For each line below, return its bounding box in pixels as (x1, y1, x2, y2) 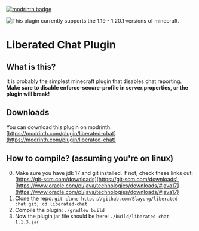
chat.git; (14, 201, 40, 207)
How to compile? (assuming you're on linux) (6, 153, 173, 164)
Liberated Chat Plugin (6, 38, 117, 52)
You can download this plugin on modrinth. (6, 123, 112, 131)
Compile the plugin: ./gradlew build (14, 206, 105, 213)
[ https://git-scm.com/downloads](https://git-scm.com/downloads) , (14, 175, 180, 183)
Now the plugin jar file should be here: (14, 212, 109, 220)
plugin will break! (6, 90, 50, 97)
